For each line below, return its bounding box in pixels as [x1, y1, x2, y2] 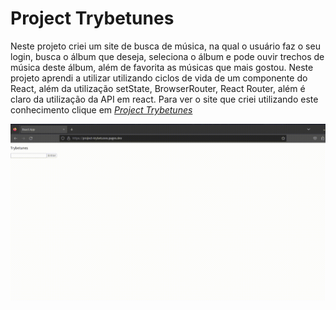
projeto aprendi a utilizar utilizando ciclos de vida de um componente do [10, 72, 308, 84]
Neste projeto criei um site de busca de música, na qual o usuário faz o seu [10, 40, 321, 52]
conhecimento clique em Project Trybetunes [10, 103, 193, 116]
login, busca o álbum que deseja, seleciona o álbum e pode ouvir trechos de [10, 50, 325, 62]
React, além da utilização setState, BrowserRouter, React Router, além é [10, 82, 306, 94]
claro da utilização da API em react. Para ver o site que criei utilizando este [10, 93, 319, 105]
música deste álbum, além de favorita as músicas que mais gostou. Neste [10, 61, 314, 73]
